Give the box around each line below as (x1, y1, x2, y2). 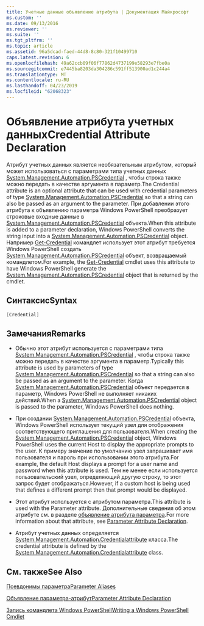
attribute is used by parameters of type (15, 364, 114, 371)
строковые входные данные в (6, 213, 84, 220)
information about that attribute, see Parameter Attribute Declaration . (15, 517, 188, 525)
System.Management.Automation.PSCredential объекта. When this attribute (6, 219, 197, 227)
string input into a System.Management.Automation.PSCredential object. (6, 232, 188, 239)
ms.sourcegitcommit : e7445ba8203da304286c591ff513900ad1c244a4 (6, 65, 171, 72)
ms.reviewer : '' (6, 26, 47, 32)
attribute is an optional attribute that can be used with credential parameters (6, 187, 197, 194)
